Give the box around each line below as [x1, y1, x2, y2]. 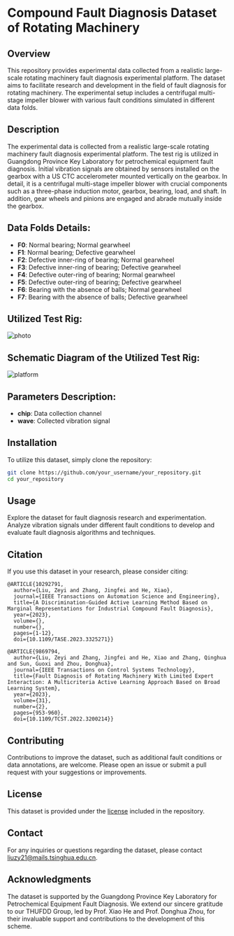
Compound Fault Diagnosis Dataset [7, 5, 217, 21]
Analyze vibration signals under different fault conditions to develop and [7, 521, 215, 529]
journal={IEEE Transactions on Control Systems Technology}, [13, 666, 196, 673]
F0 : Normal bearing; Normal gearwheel [17, 240, 131, 249]
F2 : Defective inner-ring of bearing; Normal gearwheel [17, 256, 175, 264]
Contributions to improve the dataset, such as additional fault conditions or [7, 753, 222, 762]
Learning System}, [7, 685, 61, 692]
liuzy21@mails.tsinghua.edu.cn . [7, 853, 98, 862]
